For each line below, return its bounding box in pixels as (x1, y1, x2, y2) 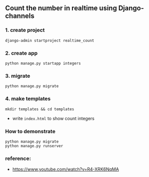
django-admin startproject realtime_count (5, 38, 94, 43)
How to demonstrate (5, 128, 56, 135)
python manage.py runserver (5, 143, 64, 149)
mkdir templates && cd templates (5, 107, 74, 112)
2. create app (5, 49, 38, 56)
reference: (5, 155, 31, 162)
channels (5, 12, 35, 20)
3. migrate (5, 72, 31, 79)
